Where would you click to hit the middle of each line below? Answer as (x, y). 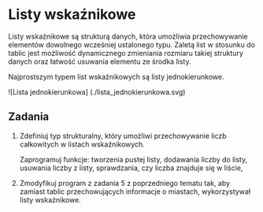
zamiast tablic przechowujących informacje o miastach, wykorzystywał (135, 192)
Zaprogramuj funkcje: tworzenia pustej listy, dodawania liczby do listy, (133, 159)
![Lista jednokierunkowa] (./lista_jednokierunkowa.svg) (97, 91)
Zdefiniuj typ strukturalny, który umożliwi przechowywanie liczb (123, 136)
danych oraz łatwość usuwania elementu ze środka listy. (100, 61)
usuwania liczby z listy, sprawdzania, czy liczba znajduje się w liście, (131, 168)
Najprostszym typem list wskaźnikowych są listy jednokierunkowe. (116, 76)
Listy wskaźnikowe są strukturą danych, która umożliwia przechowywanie (128, 36)
